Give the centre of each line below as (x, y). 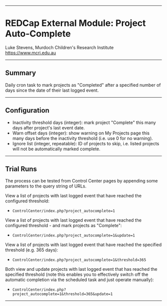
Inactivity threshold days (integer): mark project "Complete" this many (84, 122)
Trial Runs (21, 169)
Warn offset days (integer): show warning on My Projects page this (81, 133)
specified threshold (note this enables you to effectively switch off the (77, 275)
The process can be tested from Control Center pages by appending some (82, 181)
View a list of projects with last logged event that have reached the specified (83, 245)
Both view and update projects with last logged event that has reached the (81, 269)
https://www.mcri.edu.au (31, 53)
